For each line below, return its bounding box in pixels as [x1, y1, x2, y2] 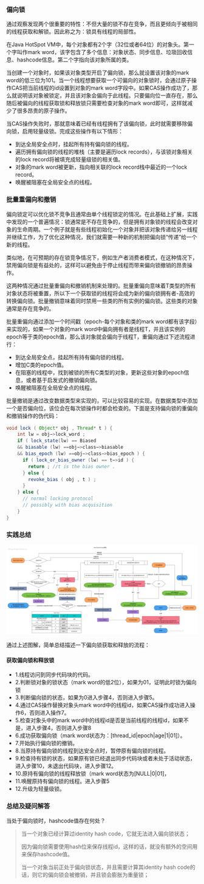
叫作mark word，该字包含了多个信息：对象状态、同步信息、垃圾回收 [16, 49, 188, 56]
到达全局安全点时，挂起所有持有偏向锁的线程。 [15, 141, 132, 148]
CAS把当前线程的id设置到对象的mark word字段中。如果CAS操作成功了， [11, 84, 192, 92]
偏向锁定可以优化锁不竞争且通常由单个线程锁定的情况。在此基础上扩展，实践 [6, 210, 198, 217]
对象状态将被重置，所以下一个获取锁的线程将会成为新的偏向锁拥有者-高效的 [6, 289, 195, 296]
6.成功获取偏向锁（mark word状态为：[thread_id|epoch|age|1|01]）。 [15, 732, 186, 739]
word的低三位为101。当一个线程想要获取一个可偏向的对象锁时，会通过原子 [6, 77, 192, 84]
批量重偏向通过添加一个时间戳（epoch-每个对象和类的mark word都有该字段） [6, 318, 198, 325]
